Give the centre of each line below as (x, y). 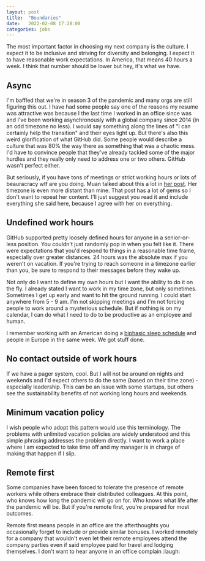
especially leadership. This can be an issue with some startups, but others (100, 387)
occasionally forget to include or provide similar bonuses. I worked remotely (102, 532)
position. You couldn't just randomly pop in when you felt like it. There (106, 244)
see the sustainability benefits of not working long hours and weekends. (97, 393)
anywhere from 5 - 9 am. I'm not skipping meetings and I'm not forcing (95, 301)
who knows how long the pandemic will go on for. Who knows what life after (102, 500)
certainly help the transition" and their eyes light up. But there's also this (97, 133)
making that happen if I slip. (41, 453)
